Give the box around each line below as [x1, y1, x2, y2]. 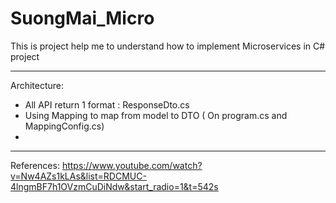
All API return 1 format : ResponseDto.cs [24, 98, 190, 111]
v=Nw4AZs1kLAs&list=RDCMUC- [10, 170, 147, 182]
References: [10, 159, 60, 171]
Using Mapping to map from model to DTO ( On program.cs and [24, 109, 288, 121]
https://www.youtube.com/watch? [61, 159, 203, 171]
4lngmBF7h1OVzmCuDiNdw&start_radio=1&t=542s [10, 180, 219, 192]
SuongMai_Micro [10, 7, 155, 30]
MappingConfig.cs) [24, 120, 105, 132]
